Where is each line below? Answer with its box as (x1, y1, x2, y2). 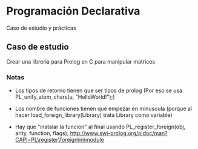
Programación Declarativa (6, 4, 140, 18)
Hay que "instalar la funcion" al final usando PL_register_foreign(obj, (15, 123, 186, 131)
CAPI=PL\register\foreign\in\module (15, 136, 104, 144)
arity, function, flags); (15, 130, 69, 137)
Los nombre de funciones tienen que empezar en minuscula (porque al (15, 105, 193, 113)
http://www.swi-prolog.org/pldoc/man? (70, 130, 168, 137)
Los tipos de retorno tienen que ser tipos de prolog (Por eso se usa (15, 87, 183, 94)
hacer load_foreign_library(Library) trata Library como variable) (15, 111, 173, 119)
